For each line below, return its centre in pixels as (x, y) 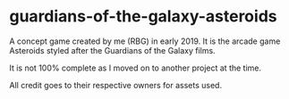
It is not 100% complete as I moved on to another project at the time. (136, 68)
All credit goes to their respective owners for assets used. (115, 85)
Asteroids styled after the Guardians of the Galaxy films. (113, 50)
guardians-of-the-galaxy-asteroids (143, 16)
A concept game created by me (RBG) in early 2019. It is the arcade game (145, 41)
